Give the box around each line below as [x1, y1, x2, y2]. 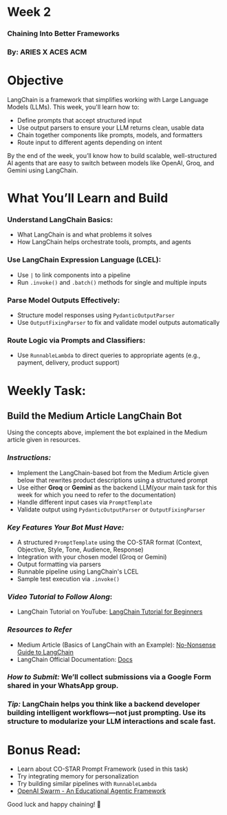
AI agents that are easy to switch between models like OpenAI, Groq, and [7, 159, 215, 167]
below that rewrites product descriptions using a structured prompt [17, 476, 208, 484]
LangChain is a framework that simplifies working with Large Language [7, 95, 208, 103]
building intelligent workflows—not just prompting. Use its [7, 708, 206, 718]
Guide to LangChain [17, 647, 74, 656]
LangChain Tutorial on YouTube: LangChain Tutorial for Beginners [17, 607, 203, 616]
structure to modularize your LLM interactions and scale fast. [7, 716, 216, 726]
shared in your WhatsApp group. [7, 681, 119, 690]
